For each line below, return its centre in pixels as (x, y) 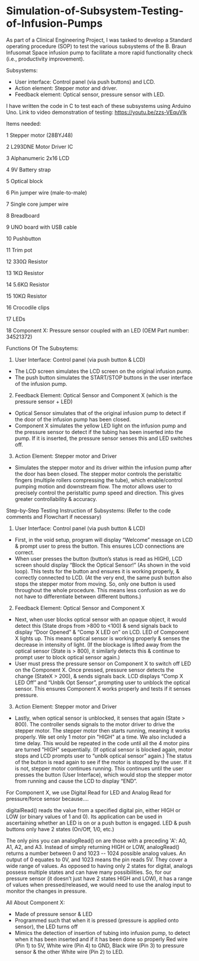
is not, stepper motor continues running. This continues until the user (99, 768)
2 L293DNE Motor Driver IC (40, 146)
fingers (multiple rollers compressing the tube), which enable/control (98, 480)
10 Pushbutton (24, 238)
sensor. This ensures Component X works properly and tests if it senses (103, 688)
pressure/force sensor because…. (47, 799)
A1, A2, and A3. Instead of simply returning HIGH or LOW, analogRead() (93, 847)
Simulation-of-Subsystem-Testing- (95, 11)
